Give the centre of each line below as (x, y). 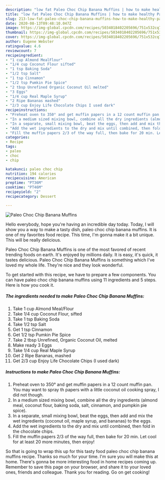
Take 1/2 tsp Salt (29, 324)
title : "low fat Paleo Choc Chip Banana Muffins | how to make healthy (80, 14)
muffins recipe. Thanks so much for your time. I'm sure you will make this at (82, 456)
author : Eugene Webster (30, 42)
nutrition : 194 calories (31, 174)
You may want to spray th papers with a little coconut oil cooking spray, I (86, 389)
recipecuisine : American (31, 178)
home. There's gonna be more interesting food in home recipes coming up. (81, 461)
